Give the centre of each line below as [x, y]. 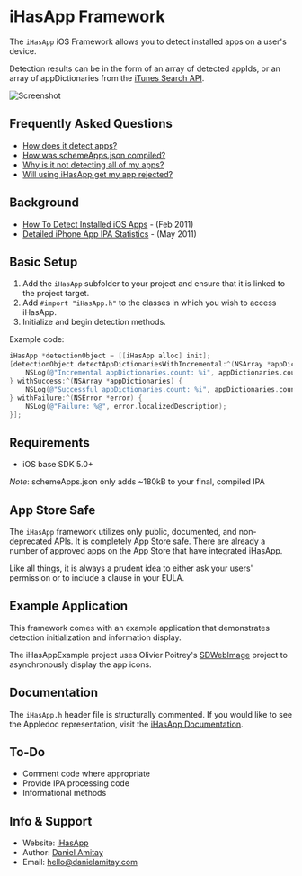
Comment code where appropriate [86, 774]
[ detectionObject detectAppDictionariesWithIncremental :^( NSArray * [140, 365]
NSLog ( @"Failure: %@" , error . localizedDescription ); [126, 406]
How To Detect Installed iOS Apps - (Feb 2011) [108, 224]
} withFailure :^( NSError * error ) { [76, 398]
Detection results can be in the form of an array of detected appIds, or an [145, 68]
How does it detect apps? [70, 145]
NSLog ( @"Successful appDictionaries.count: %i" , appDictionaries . [152, 389]
